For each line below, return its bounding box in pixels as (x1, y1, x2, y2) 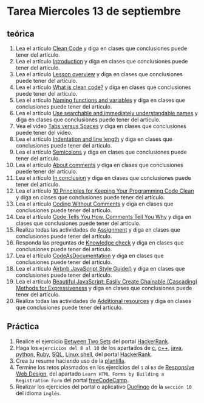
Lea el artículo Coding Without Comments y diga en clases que (15, 200, 174, 207)
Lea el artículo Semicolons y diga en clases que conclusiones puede (15, 148, 187, 155)
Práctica (7, 321, 39, 332)
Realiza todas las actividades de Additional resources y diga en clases (15, 298, 192, 304)
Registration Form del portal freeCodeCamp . (15, 376, 129, 383)
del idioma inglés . (15, 389, 61, 397)
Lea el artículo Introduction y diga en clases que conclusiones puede (15, 58, 188, 65)
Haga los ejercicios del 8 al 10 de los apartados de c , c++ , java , (15, 344, 183, 351)
